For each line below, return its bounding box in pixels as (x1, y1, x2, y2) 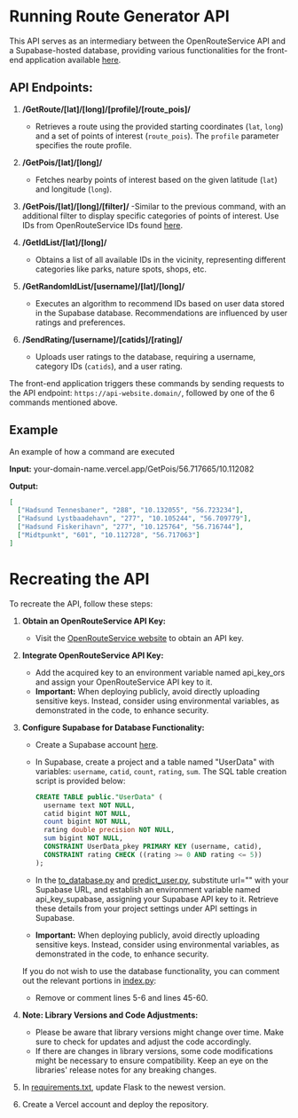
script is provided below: (35, 775, 126, 786)
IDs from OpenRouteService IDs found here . (21, 219, 184, 230)
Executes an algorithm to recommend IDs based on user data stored (35, 297, 286, 308)
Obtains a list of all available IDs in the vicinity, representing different (35, 254, 286, 265)
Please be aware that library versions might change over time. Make (35, 1027, 285, 1037)
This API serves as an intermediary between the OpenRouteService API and (9, 36, 286, 46)
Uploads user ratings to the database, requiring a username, (35, 351, 256, 361)
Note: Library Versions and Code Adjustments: (21, 1010, 199, 1020)
